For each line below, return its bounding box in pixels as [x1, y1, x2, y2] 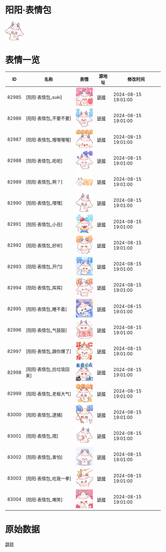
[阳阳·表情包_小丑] [25, 221, 63, 227]
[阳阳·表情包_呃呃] [25, 157, 63, 164]
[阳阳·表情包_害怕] [25, 454, 63, 460]
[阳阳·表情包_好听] [25, 242, 63, 248]
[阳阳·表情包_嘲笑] [25, 496, 63, 502]
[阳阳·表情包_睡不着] [25, 306, 67, 312]
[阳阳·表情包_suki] [25, 94, 63, 100]
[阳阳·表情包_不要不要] [25, 115, 72, 122]
